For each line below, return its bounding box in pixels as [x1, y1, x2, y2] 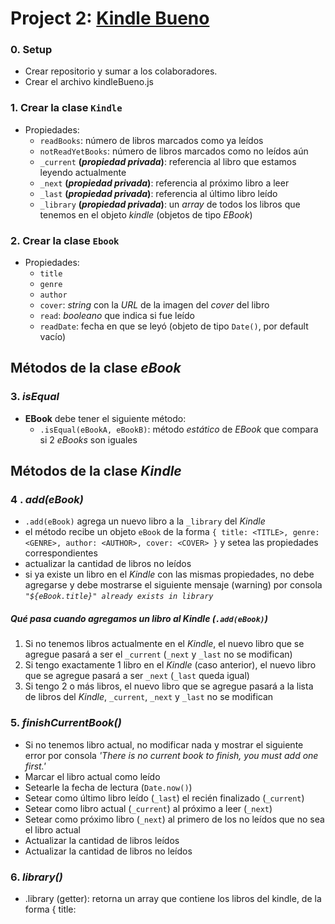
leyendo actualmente [39, 166, 127, 178]
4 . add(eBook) [10, 493, 84, 507]
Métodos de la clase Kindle [10, 463, 182, 480]
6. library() [10, 870, 63, 884]
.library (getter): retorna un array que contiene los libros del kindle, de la [24, 893, 322, 905]
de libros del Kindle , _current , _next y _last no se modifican [24, 691, 274, 703]
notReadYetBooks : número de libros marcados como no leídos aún [39, 145, 309, 157]
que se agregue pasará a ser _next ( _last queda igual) [24, 670, 250, 682]
